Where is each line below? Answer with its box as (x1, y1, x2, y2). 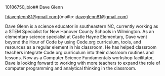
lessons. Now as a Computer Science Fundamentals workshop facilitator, (5, 55, 154, 61)
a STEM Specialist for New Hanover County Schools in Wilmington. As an (5, 29, 154, 34)
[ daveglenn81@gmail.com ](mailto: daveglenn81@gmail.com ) (5, 14, 128, 19)
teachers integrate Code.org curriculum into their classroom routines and (5, 49, 154, 55)
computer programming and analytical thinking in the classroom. (5, 65, 137, 71)
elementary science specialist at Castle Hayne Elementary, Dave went (5, 34, 147, 39)
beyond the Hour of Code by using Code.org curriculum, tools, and (5, 39, 142, 45)
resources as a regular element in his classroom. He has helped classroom (5, 44, 157, 50)
